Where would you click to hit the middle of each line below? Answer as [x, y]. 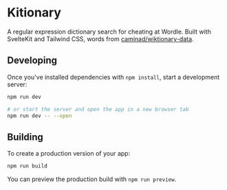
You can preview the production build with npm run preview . [92, 179]
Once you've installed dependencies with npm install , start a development [113, 77]
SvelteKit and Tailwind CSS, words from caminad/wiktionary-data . [100, 38]
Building [25, 137]
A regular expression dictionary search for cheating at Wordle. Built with [109, 32]
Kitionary [34, 13]
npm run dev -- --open [40, 116]
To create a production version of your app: [69, 154]
